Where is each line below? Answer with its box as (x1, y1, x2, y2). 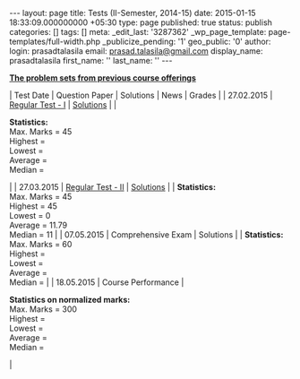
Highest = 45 (9, 201, 58, 211)
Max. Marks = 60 (9, 239, 73, 249)
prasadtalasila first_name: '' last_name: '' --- (9, 56, 173, 65)
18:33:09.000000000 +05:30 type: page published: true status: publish (9, 17, 273, 28)
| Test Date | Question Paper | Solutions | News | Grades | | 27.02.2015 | (9, 90, 273, 100)
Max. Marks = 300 (9, 304, 78, 314)
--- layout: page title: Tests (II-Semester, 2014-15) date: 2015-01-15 (9, 8, 257, 18)
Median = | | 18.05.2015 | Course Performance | (9, 277, 184, 288)
